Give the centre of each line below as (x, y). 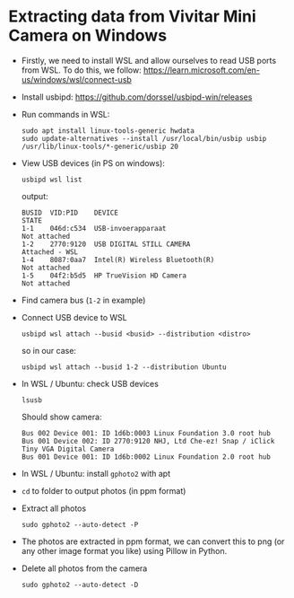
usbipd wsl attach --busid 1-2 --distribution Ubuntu (124, 367)
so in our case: (49, 350)
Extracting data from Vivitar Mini (132, 17)
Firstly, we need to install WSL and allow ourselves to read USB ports (149, 60)
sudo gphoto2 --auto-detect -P (80, 524)
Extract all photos (54, 508)
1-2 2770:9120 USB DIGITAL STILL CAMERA (106, 244)
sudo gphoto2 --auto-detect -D (80, 585)
